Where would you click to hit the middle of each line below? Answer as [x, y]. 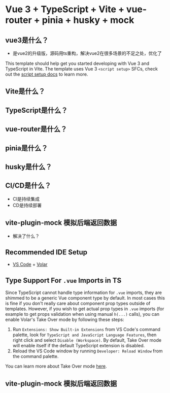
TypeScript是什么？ [37, 110]
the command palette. [36, 356]
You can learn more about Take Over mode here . [56, 366]
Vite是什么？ [25, 92]
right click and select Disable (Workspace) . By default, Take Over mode [87, 340]
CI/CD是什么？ [28, 186]
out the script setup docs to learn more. [47, 74]
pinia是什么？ [27, 148]
